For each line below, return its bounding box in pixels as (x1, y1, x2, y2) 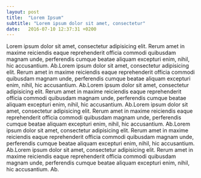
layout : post (6, 9, 40, 15)
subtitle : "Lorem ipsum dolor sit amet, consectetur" (6, 20, 146, 26)
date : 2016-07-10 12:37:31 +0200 (6, 26, 97, 32)
